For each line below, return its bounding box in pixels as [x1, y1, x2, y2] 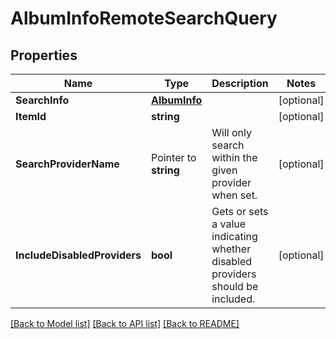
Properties [10, 47, 78, 64]
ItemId [15, 110, 47, 123]
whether [211, 242, 252, 256]
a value [211, 217, 247, 231]
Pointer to [151, 151, 197, 164]
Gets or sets [211, 205, 269, 218]
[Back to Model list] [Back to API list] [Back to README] [10, 318, 240, 329]
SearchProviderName [15, 157, 120, 171]
